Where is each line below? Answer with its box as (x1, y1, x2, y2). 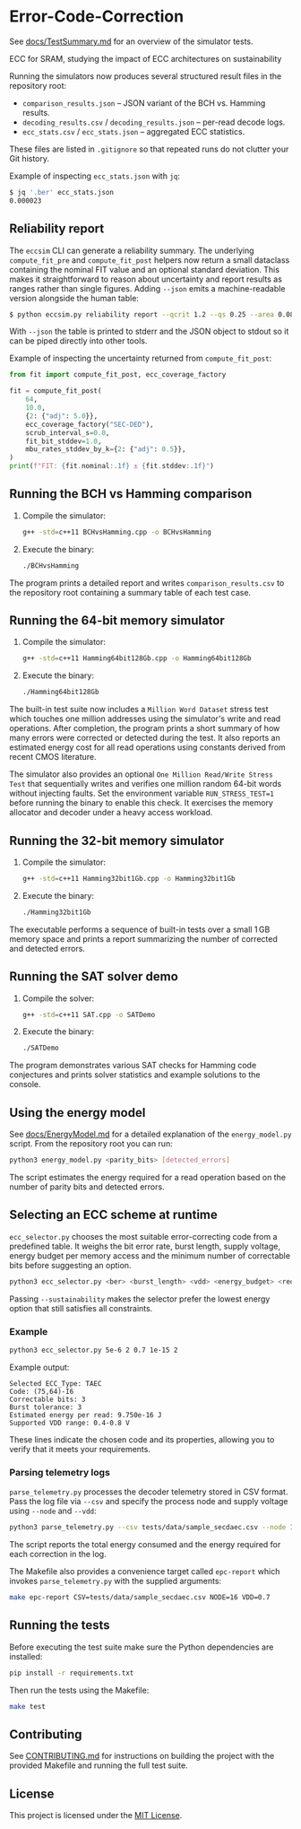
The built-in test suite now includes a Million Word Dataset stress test (9, 704, 269, 715)
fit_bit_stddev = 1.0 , (25, 437, 102, 446)
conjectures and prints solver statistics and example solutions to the (9, 1069, 261, 1080)
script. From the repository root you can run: (9, 1138, 173, 1149)
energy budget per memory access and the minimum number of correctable (9, 1250, 291, 1261)
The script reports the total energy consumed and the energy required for (9, 1538, 281, 1549)
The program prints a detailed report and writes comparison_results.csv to (9, 577, 285, 588)
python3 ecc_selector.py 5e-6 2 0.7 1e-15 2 (9, 1346, 178, 1354)
